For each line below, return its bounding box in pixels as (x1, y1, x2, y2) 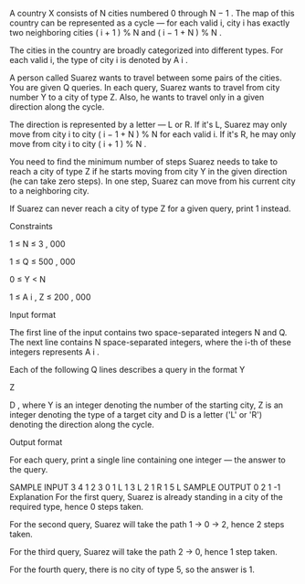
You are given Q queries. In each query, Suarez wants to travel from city (9, 82, 280, 92)
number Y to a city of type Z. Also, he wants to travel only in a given (9, 91, 265, 102)
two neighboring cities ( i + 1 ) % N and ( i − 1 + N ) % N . (9, 27, 222, 37)
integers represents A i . (9, 346, 100, 357)
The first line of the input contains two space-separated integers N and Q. (9, 327, 288, 337)
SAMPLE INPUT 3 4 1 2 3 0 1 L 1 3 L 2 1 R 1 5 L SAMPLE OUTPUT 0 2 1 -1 (9, 482, 281, 493)
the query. (9, 464, 48, 474)
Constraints (9, 221, 53, 231)
